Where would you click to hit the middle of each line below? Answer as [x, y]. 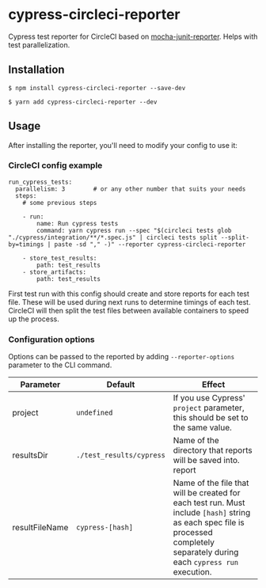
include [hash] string [212, 513]
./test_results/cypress [121, 455]
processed [193, 533]
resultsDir [30, 455]
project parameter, [209, 408]
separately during [206, 552]
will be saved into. [206, 461]
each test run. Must [209, 503]
